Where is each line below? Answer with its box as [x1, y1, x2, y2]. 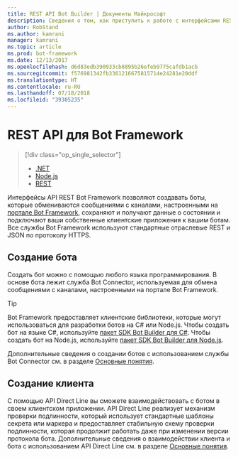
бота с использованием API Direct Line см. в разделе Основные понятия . [7, 441, 229, 450]
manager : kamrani [7, 37, 59, 44]
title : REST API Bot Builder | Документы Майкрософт [7, 10, 166, 18]
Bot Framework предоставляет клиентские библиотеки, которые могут [7, 313, 222, 321]
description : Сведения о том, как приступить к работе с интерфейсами [7, 17, 220, 24]
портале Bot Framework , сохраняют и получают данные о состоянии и [7, 208, 221, 217]
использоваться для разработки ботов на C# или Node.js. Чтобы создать [7, 321, 229, 329]
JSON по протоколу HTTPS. [7, 230, 91, 239]
